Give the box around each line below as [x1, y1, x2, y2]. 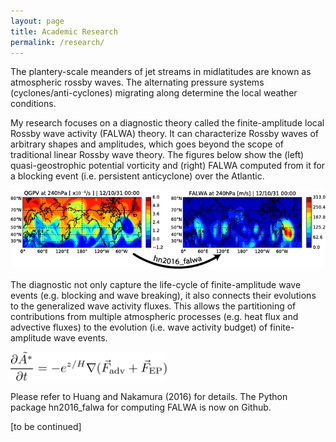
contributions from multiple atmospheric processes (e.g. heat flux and [10, 310, 299, 322]
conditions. [10, 98, 57, 110]
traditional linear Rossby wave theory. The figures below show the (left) [10, 149, 305, 161]
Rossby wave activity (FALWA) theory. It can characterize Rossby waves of [10, 128, 319, 140]
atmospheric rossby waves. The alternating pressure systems [10, 76, 265, 89]
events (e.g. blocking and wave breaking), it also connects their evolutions [10, 289, 317, 301]
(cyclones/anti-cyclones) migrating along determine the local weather [10, 87, 298, 99]
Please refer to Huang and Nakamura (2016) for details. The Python [10, 390, 288, 402]
